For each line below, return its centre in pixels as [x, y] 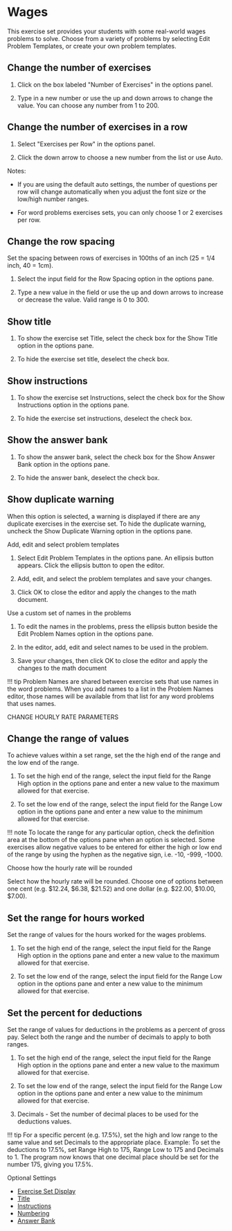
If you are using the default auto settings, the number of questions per [117, 184]
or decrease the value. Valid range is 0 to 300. [83, 300]
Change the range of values [68, 739]
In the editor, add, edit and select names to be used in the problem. [113, 647]
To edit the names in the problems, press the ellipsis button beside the [117, 626]
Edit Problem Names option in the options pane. [85, 634]
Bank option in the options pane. [63, 464]
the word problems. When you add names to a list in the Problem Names [110, 689]
